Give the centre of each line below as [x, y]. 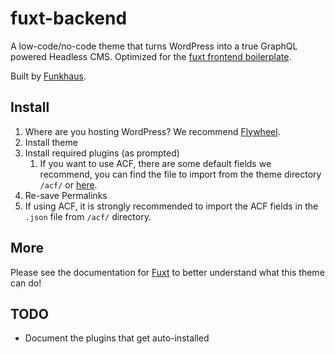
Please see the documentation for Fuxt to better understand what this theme [167, 272]
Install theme [51, 142]
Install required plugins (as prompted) [102, 153]
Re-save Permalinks [66, 195]
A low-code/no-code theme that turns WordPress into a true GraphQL [154, 46]
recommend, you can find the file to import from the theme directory [180, 174]
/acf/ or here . [68, 184]
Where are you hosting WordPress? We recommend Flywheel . [152, 131]
